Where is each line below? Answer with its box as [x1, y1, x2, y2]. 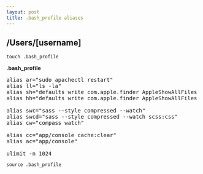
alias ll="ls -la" [6, 82, 62, 90]
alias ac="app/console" [6, 138, 78, 145]
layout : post [6, 9, 40, 15]
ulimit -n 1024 [6, 150, 52, 157]
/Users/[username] [6, 38, 82, 48]
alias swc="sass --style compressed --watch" [6, 107, 146, 114]
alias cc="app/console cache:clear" [6, 132, 117, 139]
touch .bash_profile [6, 53, 59, 60]
